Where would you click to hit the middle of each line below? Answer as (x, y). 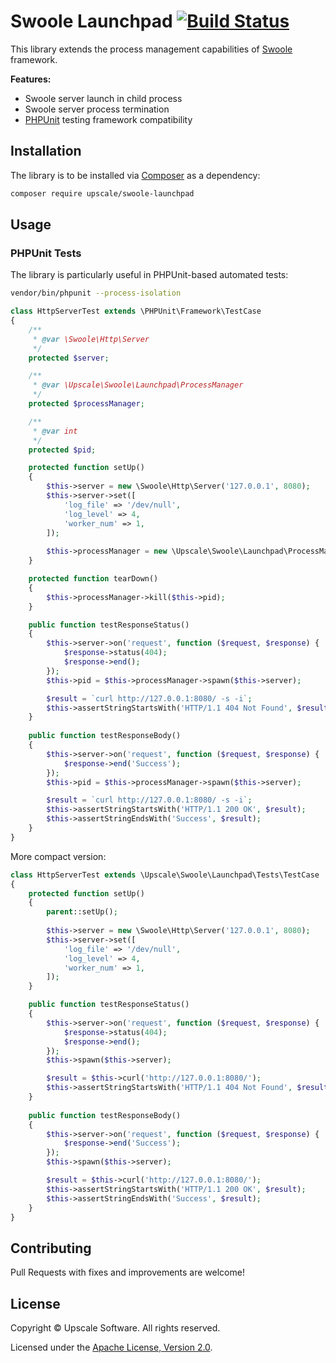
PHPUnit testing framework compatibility (108, 119)
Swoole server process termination (97, 109)
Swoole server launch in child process (103, 98)
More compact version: (58, 856)
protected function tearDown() (93, 579)
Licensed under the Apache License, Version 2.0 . (111, 1347)
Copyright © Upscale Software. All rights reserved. (115, 1328)
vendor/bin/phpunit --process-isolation (96, 293)
